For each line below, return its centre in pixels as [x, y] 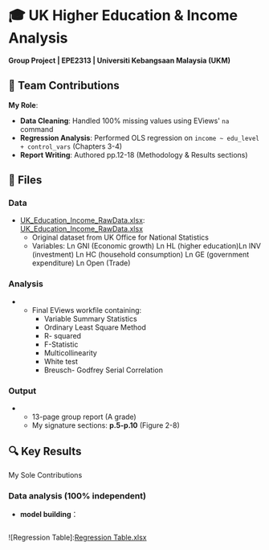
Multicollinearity [71, 353]
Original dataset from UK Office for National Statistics [120, 237]
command [37, 129]
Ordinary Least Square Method [95, 327]
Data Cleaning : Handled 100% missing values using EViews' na [124, 121]
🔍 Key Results [45, 451]
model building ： [49, 515]
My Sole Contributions [45, 474]
